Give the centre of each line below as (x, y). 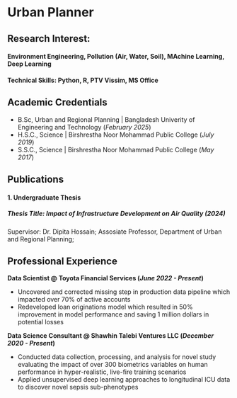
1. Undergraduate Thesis (44, 197)
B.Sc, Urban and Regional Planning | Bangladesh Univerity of (106, 119)
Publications (36, 179)
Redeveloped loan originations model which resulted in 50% (105, 307)
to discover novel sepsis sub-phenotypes (78, 387)
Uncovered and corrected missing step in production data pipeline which (124, 292)
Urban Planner (51, 12)
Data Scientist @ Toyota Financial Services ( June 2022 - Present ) (105, 278)
